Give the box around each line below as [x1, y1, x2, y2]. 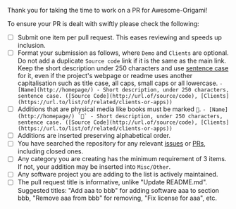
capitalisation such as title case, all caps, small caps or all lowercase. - [17, 79, 223, 87]
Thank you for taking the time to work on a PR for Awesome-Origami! [7, 6, 208, 14]
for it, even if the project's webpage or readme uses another [17, 72, 193, 80]
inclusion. [17, 42, 46, 50]
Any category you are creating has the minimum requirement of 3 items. [17, 155, 227, 163]
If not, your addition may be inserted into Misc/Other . [17, 163, 171, 171]
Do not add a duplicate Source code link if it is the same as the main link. [17, 56, 227, 65]
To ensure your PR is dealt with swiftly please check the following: [7, 20, 199, 27]
